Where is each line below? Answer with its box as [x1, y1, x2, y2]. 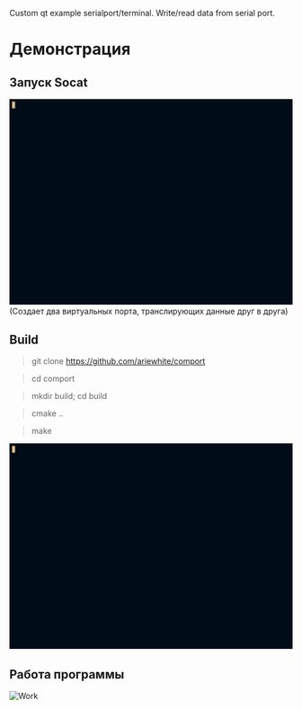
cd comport [31, 373, 75, 384]
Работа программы [9, 667, 125, 682]
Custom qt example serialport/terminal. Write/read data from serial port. [9, 8, 276, 18]
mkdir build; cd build [31, 391, 108, 401]
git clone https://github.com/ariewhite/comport [31, 356, 206, 367]
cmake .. [31, 408, 64, 419]
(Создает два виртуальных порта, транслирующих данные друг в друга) [9, 306, 289, 317]
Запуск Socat [9, 75, 88, 90]
